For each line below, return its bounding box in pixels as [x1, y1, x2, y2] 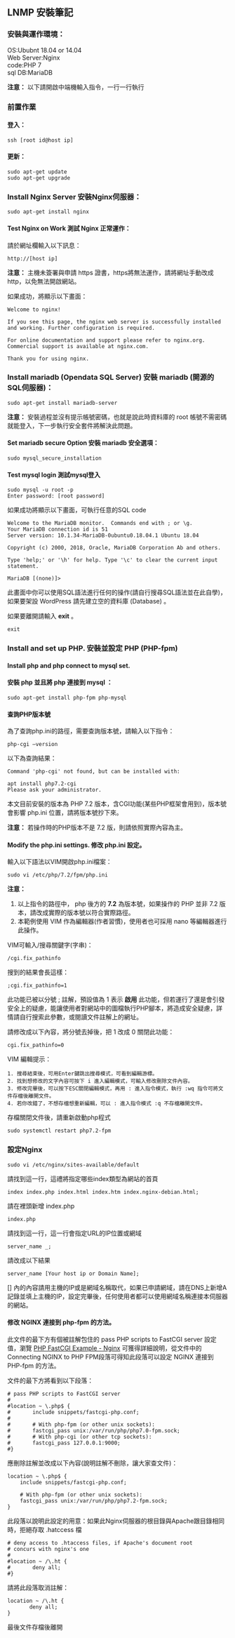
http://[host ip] [7, 255, 58, 262]
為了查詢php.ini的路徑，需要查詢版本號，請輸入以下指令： [7, 727, 175, 735]
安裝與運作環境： [7, 29, 65, 39]
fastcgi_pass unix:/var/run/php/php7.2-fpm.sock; [20, 1497, 168, 1504]
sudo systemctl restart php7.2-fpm [7, 1127, 112, 1135]
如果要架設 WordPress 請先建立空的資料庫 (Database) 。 [7, 597, 170, 606]
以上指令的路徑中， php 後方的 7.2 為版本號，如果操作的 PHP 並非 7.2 [17, 900, 218, 908]
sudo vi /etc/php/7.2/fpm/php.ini [7, 872, 109, 879]
